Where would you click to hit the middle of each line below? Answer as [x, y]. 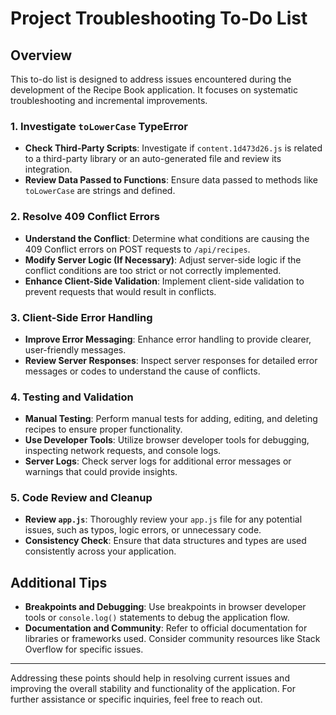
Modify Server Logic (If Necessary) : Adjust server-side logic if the [163, 259]
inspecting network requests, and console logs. [123, 451]
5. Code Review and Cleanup [81, 498]
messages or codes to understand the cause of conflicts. [142, 371]
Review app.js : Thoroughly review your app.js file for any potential [163, 519]
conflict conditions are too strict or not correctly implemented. [153, 270]
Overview [41, 55]
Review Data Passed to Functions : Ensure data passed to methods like [171, 180]
